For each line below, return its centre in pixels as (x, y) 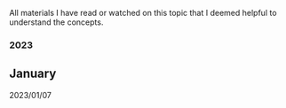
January (33, 74)
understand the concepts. (56, 22)
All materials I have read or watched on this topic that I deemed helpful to (143, 13)
